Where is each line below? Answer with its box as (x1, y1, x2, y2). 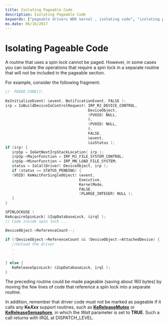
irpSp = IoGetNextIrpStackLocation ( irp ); (11, 149, 104, 155)
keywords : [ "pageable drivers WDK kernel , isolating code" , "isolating (5, 16, 160, 21)
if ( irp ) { (5, 145, 28, 150)
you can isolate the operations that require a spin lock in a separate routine (5, 64, 159, 70)
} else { (5, 260, 23, 265)
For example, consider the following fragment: (5, 79, 100, 85)
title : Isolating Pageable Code (5, 7, 72, 12)
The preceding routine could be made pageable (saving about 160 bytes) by (5, 279, 162, 285)
